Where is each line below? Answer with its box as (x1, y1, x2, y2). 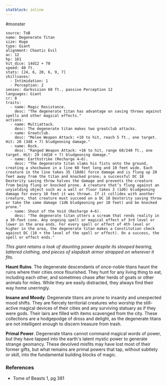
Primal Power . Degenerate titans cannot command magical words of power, (5, 330, 161, 336)
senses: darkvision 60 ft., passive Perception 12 (5, 87, 113, 92)
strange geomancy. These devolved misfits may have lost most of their (5, 341, 151, 347)
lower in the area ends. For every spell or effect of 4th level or (5, 222, 151, 227)
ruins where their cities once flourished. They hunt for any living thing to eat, (5, 269, 163, 275)
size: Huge (5, 39, 28, 44)
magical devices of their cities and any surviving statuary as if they (19, 305, 156, 311)
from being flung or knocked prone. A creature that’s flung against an (5, 182, 160, 188)
